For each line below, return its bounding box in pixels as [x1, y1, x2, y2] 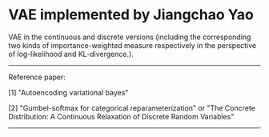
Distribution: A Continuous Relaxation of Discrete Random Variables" [8, 111, 235, 121]
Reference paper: [8, 72, 66, 82]
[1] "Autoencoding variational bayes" [8, 87, 129, 97]
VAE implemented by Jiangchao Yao [8, 6, 254, 24]
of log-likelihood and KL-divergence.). [8, 49, 134, 58]
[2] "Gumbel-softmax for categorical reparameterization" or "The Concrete [8, 103, 256, 113]
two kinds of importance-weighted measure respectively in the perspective [8, 40, 257, 50]
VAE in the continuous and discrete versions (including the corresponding [8, 32, 251, 42]
